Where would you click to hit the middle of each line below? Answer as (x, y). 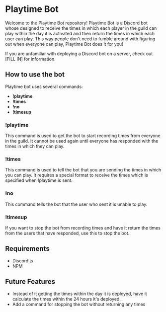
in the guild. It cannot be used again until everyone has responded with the (82, 141)
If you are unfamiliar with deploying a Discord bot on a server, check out (79, 54)
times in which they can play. (35, 146)
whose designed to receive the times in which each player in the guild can (81, 28)
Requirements (27, 249)
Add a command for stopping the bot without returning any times (79, 304)
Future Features (30, 282)
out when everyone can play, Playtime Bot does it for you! (64, 44)
